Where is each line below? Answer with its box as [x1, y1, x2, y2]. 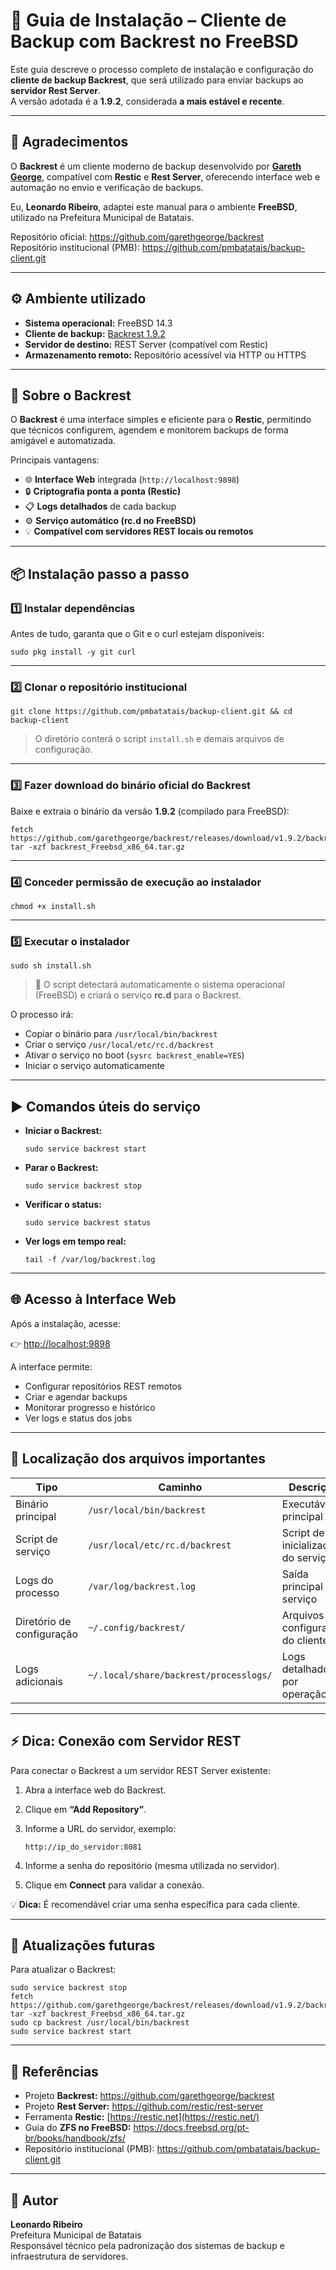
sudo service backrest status [24, 1218, 152, 1228]
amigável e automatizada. [10, 435, 117, 447]
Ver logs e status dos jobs [24, 1412, 133, 1424]
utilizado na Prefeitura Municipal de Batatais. [10, 211, 195, 223]
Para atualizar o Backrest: [10, 1964, 117, 1976]
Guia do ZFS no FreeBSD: [24, 2122, 132, 2134]
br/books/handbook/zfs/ [24, 2132, 126, 2144]
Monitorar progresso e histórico [24, 1401, 156, 1413]
